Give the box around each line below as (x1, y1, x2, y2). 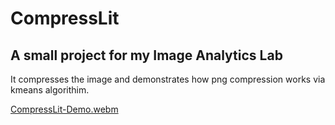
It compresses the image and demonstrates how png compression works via (10, 73, 326, 85)
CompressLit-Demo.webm (10, 103, 119, 115)
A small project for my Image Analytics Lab (10, 47, 283, 64)
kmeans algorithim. (10, 84, 90, 96)
